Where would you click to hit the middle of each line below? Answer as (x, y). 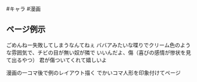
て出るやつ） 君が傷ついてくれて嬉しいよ (57, 60)
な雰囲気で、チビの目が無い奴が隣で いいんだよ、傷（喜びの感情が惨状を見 (99, 52)
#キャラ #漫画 (23, 9)
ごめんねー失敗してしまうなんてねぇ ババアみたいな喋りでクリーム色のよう (99, 45)
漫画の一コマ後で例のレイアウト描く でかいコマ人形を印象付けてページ (93, 72)
